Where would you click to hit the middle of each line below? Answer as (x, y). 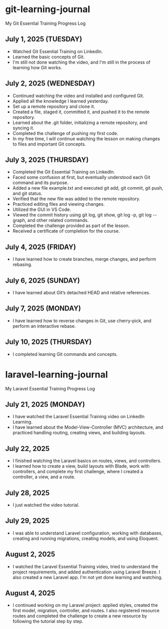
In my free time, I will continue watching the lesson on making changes (86, 139)
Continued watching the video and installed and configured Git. (78, 96)
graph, (19, 220)
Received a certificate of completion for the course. (66, 231)
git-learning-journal (48, 9)
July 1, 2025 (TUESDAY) (44, 39)
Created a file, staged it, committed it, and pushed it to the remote (81, 112)
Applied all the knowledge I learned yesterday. (61, 101)
